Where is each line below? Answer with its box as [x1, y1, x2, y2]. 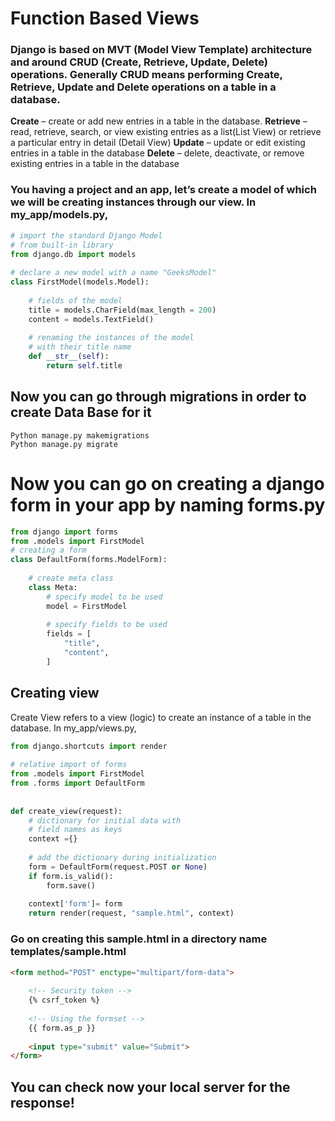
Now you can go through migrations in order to [10, 388, 307, 406]
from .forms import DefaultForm [10, 778, 145, 789]
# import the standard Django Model [10, 230, 163, 241]
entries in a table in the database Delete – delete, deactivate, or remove [10, 147, 305, 159]
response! [10, 1094, 75, 1111]
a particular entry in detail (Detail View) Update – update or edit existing [10, 137, 306, 149]
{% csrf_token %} [28, 995, 101, 1006]
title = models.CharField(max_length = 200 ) [28, 305, 217, 315]
